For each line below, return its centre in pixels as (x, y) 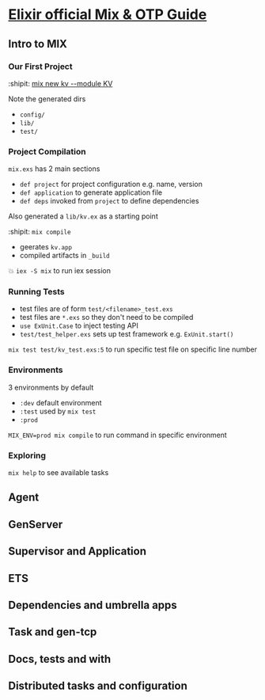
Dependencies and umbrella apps (93, 605)
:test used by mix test (58, 411)
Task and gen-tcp (53, 632)
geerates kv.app (46, 247)
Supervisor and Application (77, 552)
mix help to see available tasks (59, 473)
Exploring (27, 455)
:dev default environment (61, 402)
